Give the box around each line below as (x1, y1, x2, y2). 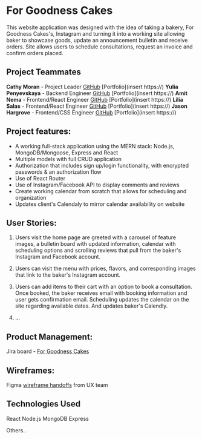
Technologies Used (6, 399, 80, 409)
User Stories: (6, 217, 57, 228)
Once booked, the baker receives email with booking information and (15, 289, 187, 297)
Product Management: (6, 331, 93, 342)
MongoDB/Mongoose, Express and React (15, 149, 119, 156)
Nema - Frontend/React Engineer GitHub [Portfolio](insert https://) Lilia (6, 96, 183, 103)
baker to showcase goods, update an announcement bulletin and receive (6, 36, 188, 44)
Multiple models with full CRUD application (15, 155, 122, 162)
